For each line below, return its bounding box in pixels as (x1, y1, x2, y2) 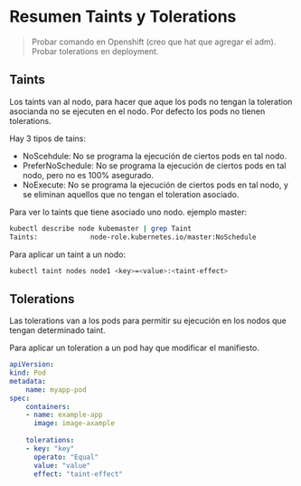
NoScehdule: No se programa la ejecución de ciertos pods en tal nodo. (22, 150, 287, 161)
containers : (25, 402, 71, 411)
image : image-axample (33, 419, 116, 428)
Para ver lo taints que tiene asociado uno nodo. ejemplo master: (9, 206, 247, 217)
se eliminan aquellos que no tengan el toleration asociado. (22, 188, 240, 200)
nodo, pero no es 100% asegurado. (22, 169, 155, 180)
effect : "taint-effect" (33, 469, 124, 479)
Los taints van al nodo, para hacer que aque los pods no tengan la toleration (9, 96, 293, 107)
